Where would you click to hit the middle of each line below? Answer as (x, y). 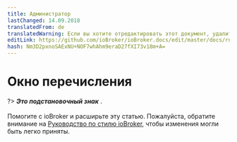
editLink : (22, 40)
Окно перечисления (70, 82)
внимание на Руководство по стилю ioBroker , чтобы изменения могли (113, 124)
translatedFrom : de (36, 27)
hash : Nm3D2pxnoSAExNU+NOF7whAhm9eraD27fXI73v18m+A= (86, 47)
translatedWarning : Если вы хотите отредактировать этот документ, (109, 34)
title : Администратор (39, 14)
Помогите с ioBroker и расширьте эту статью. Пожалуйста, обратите (111, 116)
